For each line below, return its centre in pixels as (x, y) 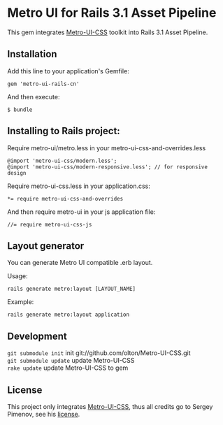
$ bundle (20, 110)
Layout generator (46, 246)
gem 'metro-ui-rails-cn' (43, 84)
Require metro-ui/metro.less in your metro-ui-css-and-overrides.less (107, 147)
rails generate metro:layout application (69, 315)
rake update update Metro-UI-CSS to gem (68, 368)
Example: (21, 302)
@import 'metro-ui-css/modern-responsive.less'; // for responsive (108, 167)
